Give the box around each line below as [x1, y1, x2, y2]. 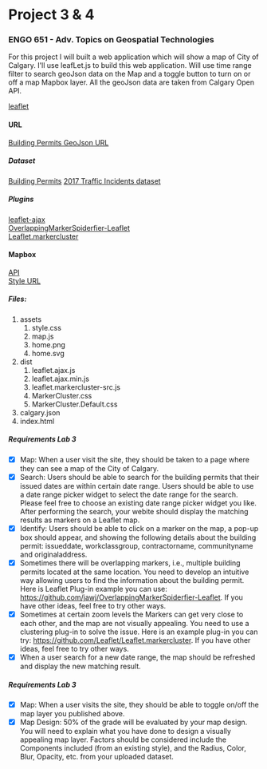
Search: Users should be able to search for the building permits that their [19, 472, 260, 482]
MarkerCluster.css [31, 390, 92, 400]
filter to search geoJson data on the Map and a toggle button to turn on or [8, 69, 251, 79]
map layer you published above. [19, 709, 125, 719]
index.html [19, 416, 55, 426]
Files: [8, 294, 27, 304]
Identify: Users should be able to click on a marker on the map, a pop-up [19, 523, 259, 533]
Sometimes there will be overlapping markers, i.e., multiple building [19, 557, 241, 568]
